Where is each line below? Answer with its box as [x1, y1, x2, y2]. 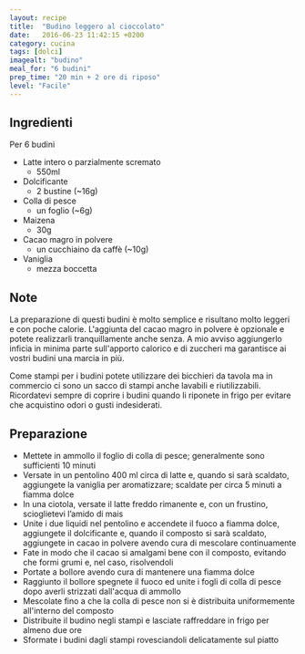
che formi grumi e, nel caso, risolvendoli [22, 557, 174, 568]
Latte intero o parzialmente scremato [22, 157, 161, 168]
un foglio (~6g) [36, 205, 93, 216]
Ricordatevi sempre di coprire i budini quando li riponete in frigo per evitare [9, 389, 291, 401]
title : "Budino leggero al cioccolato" [9, 22, 166, 31]
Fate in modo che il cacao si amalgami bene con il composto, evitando [22, 547, 287, 558]
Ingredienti [9, 115, 73, 130]
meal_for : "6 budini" [9, 65, 92, 74]
